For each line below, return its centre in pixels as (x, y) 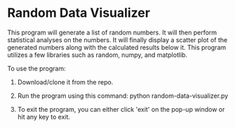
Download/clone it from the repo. (65, 82)
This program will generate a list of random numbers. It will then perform (112, 32)
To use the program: (37, 68)
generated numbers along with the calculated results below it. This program (117, 47)
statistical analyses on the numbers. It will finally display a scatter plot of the (117, 39)
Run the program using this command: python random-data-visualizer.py (123, 96)
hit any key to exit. (44, 117)
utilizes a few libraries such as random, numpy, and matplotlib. (98, 55)
